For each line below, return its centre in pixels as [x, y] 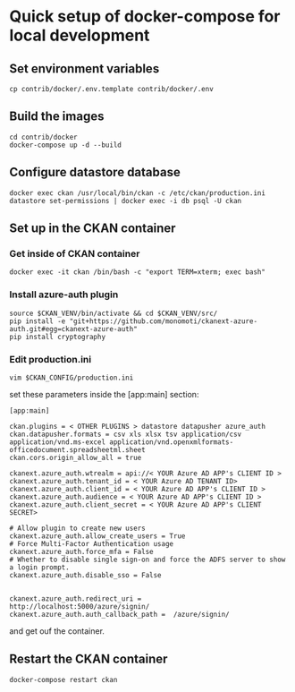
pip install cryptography [57, 337]
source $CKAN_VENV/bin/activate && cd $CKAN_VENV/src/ [114, 313]
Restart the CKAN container [88, 659]
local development [80, 35]
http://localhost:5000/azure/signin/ [80, 606]
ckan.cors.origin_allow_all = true [76, 457]
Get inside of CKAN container [75, 253]
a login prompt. [39, 567]
